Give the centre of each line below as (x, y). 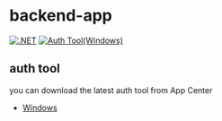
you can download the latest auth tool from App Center (111, 90)
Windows (40, 108)
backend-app (61, 16)
